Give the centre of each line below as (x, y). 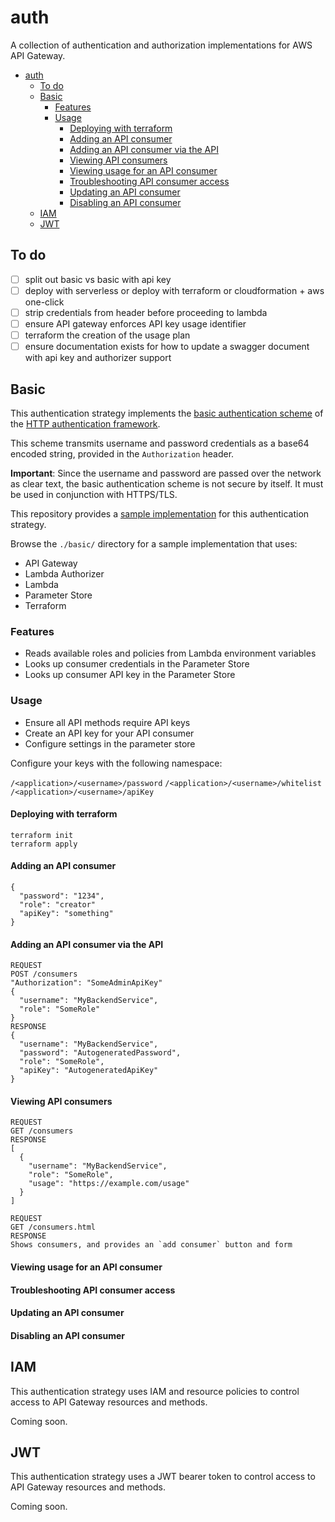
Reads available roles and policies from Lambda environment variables (170, 653)
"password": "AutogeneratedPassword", (100, 1053)
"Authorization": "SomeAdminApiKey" (86, 983)
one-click (44, 302)
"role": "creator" (58, 904)
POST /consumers (44, 974)
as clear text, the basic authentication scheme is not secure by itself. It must (167, 483)
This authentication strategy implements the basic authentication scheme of (167, 413)
